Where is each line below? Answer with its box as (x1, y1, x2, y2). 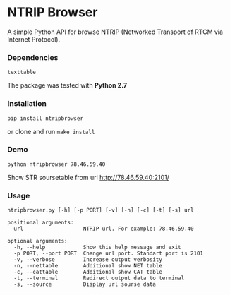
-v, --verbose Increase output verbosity (13, 256, 162, 263)
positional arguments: (7, 219, 74, 227)
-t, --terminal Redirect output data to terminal (13, 275, 185, 282)
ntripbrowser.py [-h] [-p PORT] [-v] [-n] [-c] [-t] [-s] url (7, 207, 194, 214)
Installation (7, 99, 47, 109)
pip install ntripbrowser (7, 114, 83, 122)
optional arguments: (7, 238, 68, 245)
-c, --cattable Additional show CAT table (13, 269, 162, 276)
